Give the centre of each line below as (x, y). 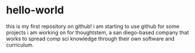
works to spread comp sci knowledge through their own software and (90, 38)
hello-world (35, 10)
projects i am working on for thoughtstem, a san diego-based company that (97, 32)
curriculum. (20, 45)
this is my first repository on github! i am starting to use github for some (93, 26)
